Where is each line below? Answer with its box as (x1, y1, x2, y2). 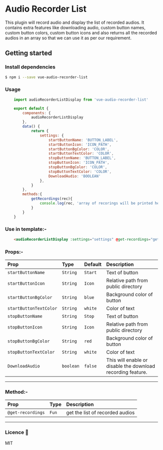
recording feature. (106, 369, 147, 376)
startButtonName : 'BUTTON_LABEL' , (48, 138, 118, 142)
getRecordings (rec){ (31, 196, 73, 201)
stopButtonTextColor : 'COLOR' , (48, 169, 112, 174)
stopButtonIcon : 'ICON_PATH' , (48, 160, 110, 165)
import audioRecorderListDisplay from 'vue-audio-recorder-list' (14, 97, 149, 102)
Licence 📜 (5, 429, 29, 436)
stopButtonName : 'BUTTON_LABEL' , (48, 156, 116, 161)
